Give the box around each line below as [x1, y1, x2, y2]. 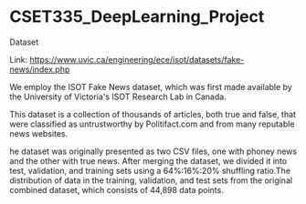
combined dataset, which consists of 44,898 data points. [9, 184, 224, 195]
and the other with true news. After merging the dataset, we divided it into [9, 155, 288, 166]
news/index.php [9, 64, 70, 75]
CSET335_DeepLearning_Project [9, 6, 265, 27]
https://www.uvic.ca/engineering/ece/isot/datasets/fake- [29, 54, 245, 65]
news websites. [9, 127, 69, 138]
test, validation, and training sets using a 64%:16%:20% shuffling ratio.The [9, 165, 290, 176]
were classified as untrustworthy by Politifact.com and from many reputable [9, 118, 295, 129]
